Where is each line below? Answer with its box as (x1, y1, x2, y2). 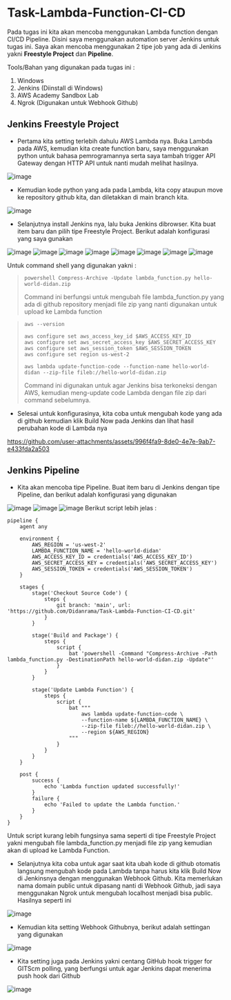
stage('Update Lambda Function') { (32, 686, 134, 693)
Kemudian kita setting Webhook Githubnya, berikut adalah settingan (17, 923, 210, 931)
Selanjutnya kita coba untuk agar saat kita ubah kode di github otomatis (17, 859, 221, 867)
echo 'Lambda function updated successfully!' (43, 782, 181, 790)
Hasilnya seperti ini (17, 896, 72, 904)
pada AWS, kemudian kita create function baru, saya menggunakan (17, 144, 209, 153)
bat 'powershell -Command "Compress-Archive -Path (68, 650, 217, 657)
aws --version (23, 320, 65, 327)
